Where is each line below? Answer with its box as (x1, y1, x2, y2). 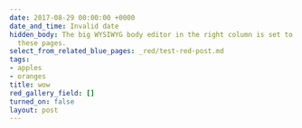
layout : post (9, 105, 59, 114)
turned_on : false (9, 96, 75, 106)
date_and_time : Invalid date (9, 22, 119, 31)
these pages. (17, 38, 67, 48)
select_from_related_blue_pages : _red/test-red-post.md (9, 47, 224, 56)
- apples (9, 64, 42, 73)
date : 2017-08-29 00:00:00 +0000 (9, 13, 136, 23)
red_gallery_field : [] (9, 88, 95, 97)
